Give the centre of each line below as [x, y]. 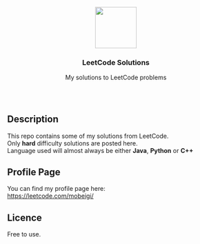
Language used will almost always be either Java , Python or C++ [100, 150]
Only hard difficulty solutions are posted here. [72, 143]
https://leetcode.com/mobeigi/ [51, 196]
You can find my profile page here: [56, 189]
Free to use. [24, 234]
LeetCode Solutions [116, 62]
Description [33, 120]
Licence [25, 217]
